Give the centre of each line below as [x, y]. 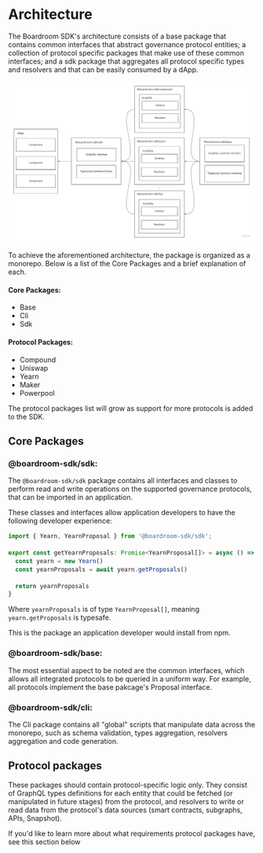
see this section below [44, 841]
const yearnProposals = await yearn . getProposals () [102, 569]
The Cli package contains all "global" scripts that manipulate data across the [132, 724]
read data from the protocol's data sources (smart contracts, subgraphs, [126, 810]
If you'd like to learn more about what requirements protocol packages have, [132, 833]
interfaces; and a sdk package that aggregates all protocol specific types [126, 61]
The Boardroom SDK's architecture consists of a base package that [117, 36]
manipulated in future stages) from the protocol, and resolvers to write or [126, 801]
